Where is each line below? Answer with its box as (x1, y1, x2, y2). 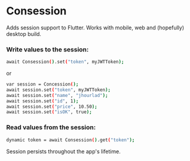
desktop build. (6, 30, 42, 37)
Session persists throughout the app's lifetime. (6, 148, 121, 155)
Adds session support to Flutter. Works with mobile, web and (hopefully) (6, 24, 185, 31)
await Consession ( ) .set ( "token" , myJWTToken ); (6, 59, 124, 65)
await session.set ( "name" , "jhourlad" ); (6, 92, 109, 98)
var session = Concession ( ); (6, 81, 79, 87)
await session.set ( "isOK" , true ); (6, 109, 93, 115)
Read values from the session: (6, 123, 96, 132)
